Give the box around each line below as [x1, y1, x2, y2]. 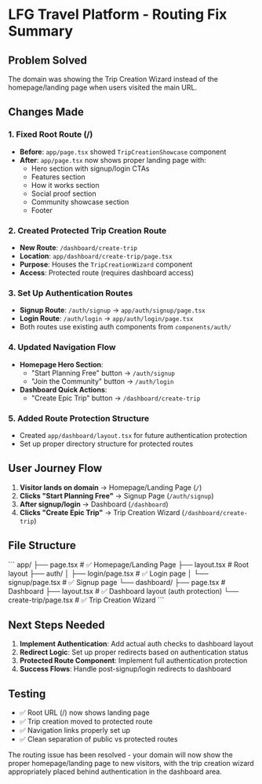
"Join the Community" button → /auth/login [31, 376, 174, 386]
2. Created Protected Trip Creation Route [8, 225, 167, 236]
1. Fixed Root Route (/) [8, 129, 93, 140]
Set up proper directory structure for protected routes [19, 439, 194, 448]
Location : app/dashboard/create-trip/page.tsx [19, 251, 173, 260]
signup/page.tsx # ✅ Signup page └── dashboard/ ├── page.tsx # [8, 577, 226, 587]
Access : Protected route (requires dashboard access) [19, 267, 195, 277]
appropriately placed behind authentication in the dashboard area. [8, 767, 222, 776]
